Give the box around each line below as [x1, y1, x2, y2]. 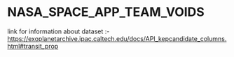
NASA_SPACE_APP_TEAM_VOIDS [7, 4, 205, 20]
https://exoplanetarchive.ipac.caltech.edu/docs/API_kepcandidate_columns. [7, 34, 227, 42]
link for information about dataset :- [7, 27, 110, 35]
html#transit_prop [7, 42, 59, 50]
